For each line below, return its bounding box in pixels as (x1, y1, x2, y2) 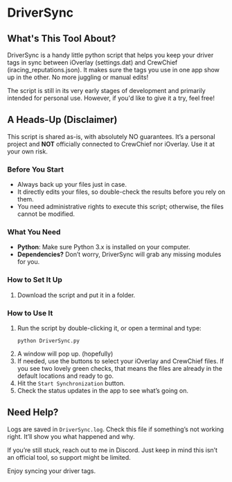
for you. (17, 258, 40, 266)
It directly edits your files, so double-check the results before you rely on (17, 188, 226, 196)
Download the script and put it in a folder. (17, 290, 136, 299)
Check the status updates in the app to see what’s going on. (17, 387, 189, 394)
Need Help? (7, 406, 59, 418)
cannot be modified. (17, 210, 75, 218)
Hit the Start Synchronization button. (17, 379, 125, 387)
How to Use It (7, 308, 53, 317)
